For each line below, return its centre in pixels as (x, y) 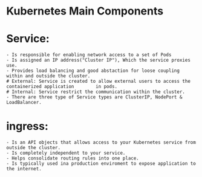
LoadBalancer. (24, 103)
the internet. (24, 169)
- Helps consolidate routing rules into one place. (73, 158)
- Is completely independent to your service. (66, 153)
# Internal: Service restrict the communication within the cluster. (96, 92)
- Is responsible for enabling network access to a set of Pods (89, 55)
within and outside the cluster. (48, 76)
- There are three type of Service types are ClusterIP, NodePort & (94, 97)
